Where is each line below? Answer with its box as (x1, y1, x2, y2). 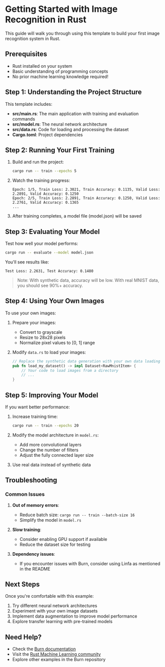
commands (12, 116, 35, 122)
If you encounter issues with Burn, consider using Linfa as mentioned (19, 560, 161, 567)
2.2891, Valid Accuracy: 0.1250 (12, 191, 79, 196)
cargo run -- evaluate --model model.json (5, 250, 94, 255)
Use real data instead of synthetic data (12, 461, 91, 468)
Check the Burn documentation (12, 646, 76, 652)
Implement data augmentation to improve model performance (12, 613, 137, 619)
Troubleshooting (5, 476, 58, 485)
